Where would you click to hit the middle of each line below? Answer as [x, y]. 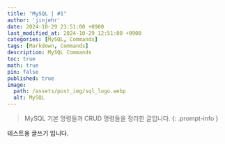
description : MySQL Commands [49, 53]
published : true [31, 78]
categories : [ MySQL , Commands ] [53, 40]
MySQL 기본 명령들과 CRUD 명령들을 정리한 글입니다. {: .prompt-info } [121, 118]
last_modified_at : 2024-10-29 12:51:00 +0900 [74, 33]
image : [17, 85]
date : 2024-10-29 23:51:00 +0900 [56, 26]
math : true [23, 65]
